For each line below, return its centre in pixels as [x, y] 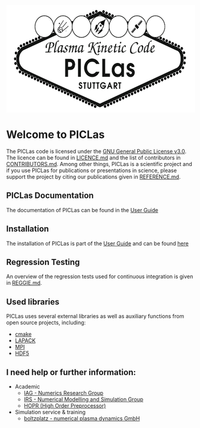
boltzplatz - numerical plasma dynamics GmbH [82, 418]
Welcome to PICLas [55, 135]
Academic [27, 387]
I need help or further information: [71, 372]
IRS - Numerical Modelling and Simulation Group [84, 399]
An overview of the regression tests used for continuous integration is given [100, 276]
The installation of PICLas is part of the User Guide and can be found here [97, 243]
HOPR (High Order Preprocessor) [65, 406]
